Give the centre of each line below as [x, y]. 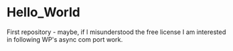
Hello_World [44, 12]
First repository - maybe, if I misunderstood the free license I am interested [116, 32]
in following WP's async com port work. [65, 39]
